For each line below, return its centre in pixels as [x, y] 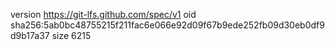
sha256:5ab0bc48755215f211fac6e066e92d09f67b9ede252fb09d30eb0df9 [167, 25]
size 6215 [71, 35]
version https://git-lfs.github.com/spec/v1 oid [103, 14]
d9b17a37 [30, 35]
